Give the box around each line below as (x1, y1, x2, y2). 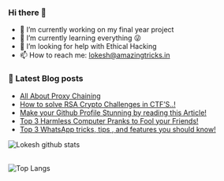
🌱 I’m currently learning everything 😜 (19, 33, 142, 42)
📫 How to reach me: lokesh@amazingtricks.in (19, 50, 170, 60)
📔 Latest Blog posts (8, 73, 84, 84)
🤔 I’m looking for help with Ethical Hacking (19, 42, 157, 51)
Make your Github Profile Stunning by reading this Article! (19, 108, 207, 117)
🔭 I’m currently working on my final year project (19, 25, 174, 35)
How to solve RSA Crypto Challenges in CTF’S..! (19, 99, 176, 109)
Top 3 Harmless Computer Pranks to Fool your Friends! (19, 116, 199, 125)
